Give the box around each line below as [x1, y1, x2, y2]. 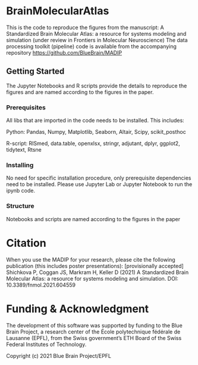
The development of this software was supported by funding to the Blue [6, 322, 183, 329]
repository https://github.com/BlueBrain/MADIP [6, 49, 122, 56]
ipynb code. [6, 187, 36, 194]
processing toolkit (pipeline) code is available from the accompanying [6, 43, 177, 50]
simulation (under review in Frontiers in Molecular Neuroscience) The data [6, 36, 188, 43]
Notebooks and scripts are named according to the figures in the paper [6, 215, 181, 222]
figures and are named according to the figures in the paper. [6, 88, 154, 96]
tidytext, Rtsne [6, 146, 42, 153]
